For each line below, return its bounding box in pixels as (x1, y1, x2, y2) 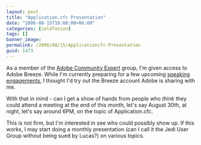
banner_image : (6, 37, 42, 43)
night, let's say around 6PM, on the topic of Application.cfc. (6, 107, 154, 114)
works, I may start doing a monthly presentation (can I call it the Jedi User (6, 125, 189, 132)
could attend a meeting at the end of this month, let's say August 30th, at (6, 101, 187, 108)
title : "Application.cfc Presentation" (6, 14, 106, 20)
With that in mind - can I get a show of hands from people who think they (6, 95, 187, 102)
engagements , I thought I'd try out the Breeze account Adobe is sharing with (6, 77, 196, 84)
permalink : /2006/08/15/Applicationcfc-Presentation (6, 43, 141, 49)
